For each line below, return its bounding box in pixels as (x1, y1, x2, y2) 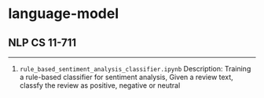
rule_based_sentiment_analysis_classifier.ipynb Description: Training (19, 64, 251, 73)
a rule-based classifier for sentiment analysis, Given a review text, (19, 72, 233, 82)
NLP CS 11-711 (8, 36, 77, 49)
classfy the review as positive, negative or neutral (19, 81, 181, 90)
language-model (8, 5, 119, 23)
